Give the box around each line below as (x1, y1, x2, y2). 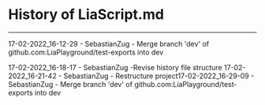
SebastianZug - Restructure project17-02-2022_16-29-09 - (63, 71, 255, 81)
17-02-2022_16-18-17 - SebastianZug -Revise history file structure (8, 62, 222, 72)
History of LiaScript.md (8, 6, 164, 24)
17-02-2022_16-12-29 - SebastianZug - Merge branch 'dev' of (8, 39, 210, 48)
